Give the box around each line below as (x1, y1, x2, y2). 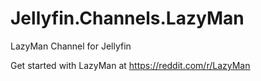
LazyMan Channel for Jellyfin (10, 40, 132, 52)
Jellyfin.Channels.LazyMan (10, 7, 245, 30)
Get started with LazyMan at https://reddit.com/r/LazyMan (10, 59, 251, 71)
